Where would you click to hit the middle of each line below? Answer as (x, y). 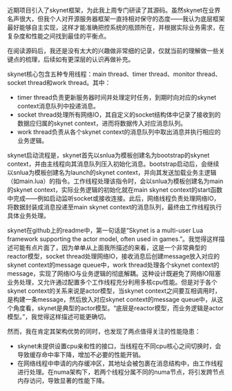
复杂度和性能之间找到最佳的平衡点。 (59, 36)
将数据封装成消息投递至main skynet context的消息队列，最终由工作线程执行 (115, 207)
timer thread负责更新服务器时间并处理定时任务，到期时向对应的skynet (116, 97)
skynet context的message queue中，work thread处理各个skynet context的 (113, 265)
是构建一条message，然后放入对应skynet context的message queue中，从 (112, 299)
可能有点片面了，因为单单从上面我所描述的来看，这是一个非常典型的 (110, 248)
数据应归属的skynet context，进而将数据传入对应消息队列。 (102, 123)
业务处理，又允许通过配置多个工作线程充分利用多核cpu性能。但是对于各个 (112, 282)
